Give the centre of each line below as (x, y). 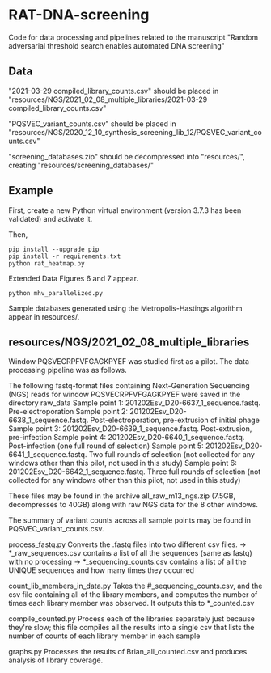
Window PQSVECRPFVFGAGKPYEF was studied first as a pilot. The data (129, 362)
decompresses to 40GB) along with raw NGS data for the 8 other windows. (133, 505)
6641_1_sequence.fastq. (48, 455)
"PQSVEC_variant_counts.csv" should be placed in (92, 124)
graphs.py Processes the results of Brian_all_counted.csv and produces (128, 652)
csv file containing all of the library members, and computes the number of (133, 595)
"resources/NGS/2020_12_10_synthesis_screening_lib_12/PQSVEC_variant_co (135, 132)
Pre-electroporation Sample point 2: (68, 412)
